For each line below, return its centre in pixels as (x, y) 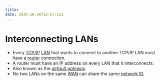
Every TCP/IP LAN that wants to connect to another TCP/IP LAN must (84, 53)
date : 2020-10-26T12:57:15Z (34, 14)
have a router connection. (39, 58)
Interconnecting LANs (52, 39)
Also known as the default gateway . (49, 69)
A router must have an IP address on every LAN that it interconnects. (83, 63)
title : (12, 10)
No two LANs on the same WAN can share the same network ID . (78, 74)
